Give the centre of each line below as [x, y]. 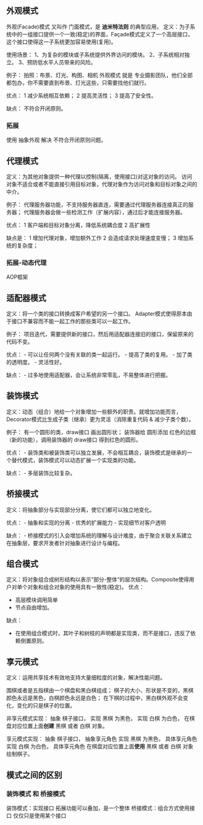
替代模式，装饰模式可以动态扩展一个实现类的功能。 [75, 460]
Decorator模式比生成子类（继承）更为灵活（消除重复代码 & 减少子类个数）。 [100, 419]
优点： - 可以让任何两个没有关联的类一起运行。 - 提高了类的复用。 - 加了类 [99, 355]
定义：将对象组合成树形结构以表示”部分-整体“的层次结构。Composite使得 [98, 580]
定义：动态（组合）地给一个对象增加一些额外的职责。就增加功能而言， [94, 411]
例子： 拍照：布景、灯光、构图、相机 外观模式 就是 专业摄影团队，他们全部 [99, 75]
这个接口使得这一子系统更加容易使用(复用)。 [62, 42]
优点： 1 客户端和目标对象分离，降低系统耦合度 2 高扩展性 [78, 225]
